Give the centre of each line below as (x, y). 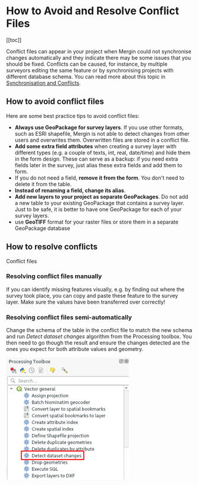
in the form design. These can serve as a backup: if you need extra (96, 159)
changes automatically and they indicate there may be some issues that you (98, 58)
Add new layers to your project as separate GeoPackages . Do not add (101, 196)
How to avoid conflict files (55, 102)
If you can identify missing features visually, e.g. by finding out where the (95, 289)
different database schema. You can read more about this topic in (86, 76)
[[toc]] (14, 40)
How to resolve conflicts (52, 247)
